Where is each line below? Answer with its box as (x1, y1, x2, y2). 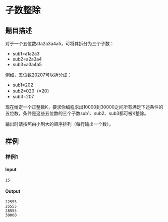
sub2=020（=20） (12, 88, 52, 94)
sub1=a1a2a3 (12, 51, 40, 57)
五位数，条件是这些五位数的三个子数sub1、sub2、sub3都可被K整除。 (5, 110, 149, 116)
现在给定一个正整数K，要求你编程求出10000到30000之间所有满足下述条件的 (5, 104, 163, 110)
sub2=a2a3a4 (12, 56, 42, 62)
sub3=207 (12, 94, 34, 99)
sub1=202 (12, 82, 34, 88)
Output (5, 188, 21, 194)
